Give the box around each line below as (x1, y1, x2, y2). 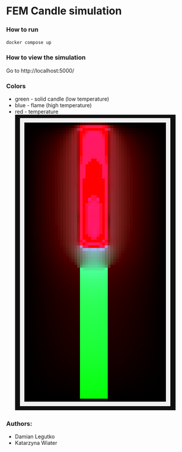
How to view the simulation (6, 54, 86, 62)
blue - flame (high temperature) (14, 102, 92, 109)
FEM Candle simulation (6, 4, 122, 18)
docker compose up (6, 40, 52, 46)
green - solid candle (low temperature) (14, 95, 110, 102)
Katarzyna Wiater (14, 439, 58, 447)
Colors (6, 82, 26, 90)
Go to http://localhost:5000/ (6, 67, 75, 74)
